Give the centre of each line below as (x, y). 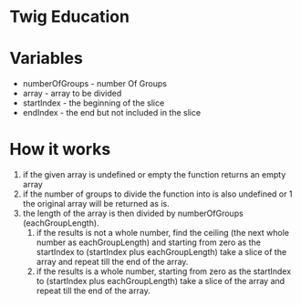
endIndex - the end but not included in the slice (112, 113)
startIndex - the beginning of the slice (93, 103)
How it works (60, 150)
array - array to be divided (72, 94)
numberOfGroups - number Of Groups (94, 84)
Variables (47, 59)
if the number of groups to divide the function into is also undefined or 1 (157, 194)
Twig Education (70, 17)
